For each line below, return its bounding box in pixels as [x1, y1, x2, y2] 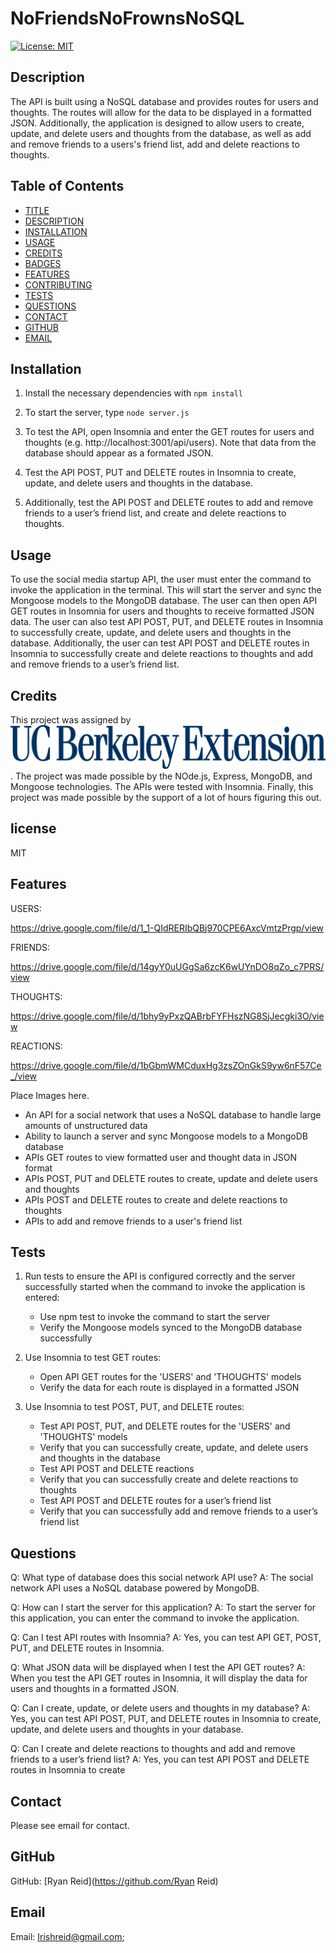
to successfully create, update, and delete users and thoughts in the [10, 627, 292, 639]
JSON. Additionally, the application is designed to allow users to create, [10, 117, 305, 129]
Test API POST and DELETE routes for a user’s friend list [39, 1495, 272, 1507]
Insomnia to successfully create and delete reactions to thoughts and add [10, 648, 313, 660]
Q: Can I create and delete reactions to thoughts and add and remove [10, 1743, 296, 1755]
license [10, 820, 57, 837]
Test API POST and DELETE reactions [39, 1463, 195, 1475]
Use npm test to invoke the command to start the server [39, 1311, 270, 1323]
